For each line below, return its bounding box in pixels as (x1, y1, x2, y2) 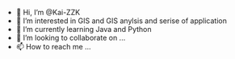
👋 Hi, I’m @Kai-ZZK (15, 8, 81, 17)
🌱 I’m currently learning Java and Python (15, 25, 152, 33)
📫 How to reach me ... (15, 42, 91, 51)
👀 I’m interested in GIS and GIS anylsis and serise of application (15, 16, 228, 26)
